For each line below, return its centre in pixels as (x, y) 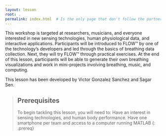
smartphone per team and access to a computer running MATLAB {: (86, 123)
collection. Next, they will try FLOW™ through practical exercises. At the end (82, 54)
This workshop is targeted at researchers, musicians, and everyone (74, 33)
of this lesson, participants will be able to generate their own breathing (77, 60)
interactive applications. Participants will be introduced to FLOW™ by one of (82, 44)
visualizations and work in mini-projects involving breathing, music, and (78, 65)
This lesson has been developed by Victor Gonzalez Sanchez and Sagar (78, 79)
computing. (17, 70)
